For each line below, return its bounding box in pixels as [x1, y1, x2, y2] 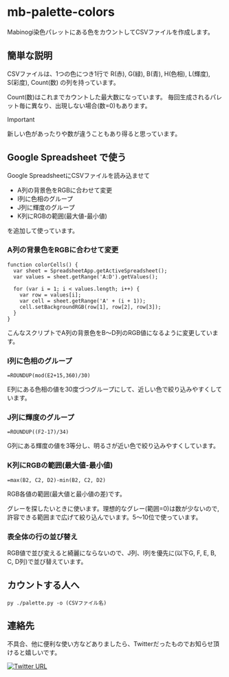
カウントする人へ [7, 580, 80, 592]
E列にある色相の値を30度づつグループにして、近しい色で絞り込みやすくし [7, 385, 217, 394]
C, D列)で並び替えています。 [7, 558, 87, 566]
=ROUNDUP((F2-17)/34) [7, 429, 69, 436]
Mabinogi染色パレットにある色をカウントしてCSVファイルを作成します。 [7, 28, 215, 36]
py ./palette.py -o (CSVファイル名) [7, 599, 107, 607]
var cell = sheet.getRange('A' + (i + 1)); [19, 297, 146, 304]
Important [7, 115, 35, 123]
